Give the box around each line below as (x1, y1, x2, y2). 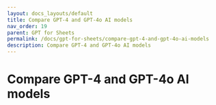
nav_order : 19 (7, 23, 48, 30)
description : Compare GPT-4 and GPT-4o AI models (7, 42, 152, 49)
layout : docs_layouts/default (7, 10, 94, 17)
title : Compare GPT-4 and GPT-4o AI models (7, 16, 133, 23)
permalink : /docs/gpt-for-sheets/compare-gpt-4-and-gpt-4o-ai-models (7, 36, 210, 43)
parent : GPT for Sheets (7, 29, 75, 36)
